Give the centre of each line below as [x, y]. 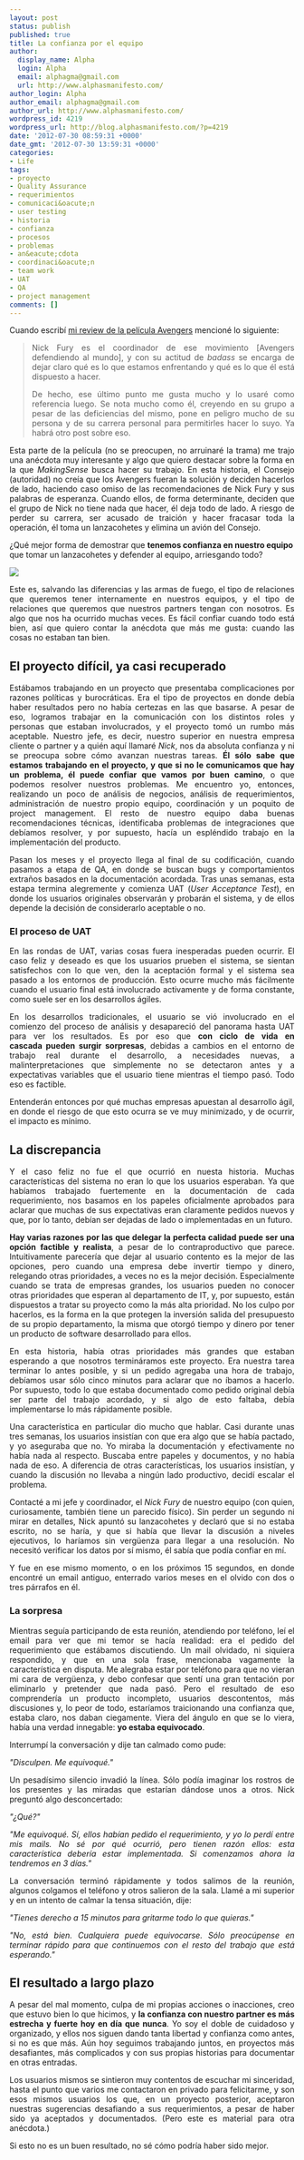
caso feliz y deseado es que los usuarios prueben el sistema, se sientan [152, 961]
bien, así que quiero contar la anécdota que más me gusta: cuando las [152, 628]
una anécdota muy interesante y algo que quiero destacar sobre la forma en [152, 460]
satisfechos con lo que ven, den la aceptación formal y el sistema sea [152, 971]
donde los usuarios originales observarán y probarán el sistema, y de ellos [152, 898]
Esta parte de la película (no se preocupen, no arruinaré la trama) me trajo [152, 451]
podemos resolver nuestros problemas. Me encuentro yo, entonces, [152, 785]
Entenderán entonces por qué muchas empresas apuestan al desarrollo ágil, [152, 1102]
